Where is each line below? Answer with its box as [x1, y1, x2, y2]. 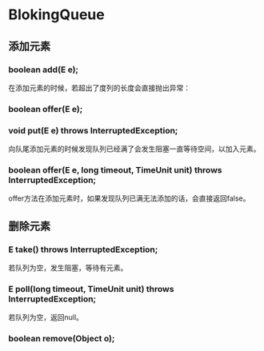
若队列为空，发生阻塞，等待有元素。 [8, 263, 128, 273]
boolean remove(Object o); [8, 333, 115, 345]
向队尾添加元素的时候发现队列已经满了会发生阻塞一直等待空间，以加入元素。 [8, 144, 261, 154]
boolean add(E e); [8, 64, 78, 75]
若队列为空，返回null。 [8, 313, 84, 322]
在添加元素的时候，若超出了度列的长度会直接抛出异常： [8, 82, 190, 93]
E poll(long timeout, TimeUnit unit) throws [8, 284, 174, 294]
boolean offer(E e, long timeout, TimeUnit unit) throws [8, 165, 222, 176]
